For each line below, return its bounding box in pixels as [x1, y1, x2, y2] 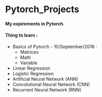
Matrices [20, 49, 39, 55]
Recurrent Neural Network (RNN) [12, 86, 82, 92]
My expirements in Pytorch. [5, 20, 65, 26]
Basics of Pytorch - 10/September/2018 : [12, 43, 97, 49]
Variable [20, 59, 38, 66]
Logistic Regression [12, 70, 54, 77]
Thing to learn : [5, 32, 38, 39]
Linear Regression [12, 65, 50, 71]
